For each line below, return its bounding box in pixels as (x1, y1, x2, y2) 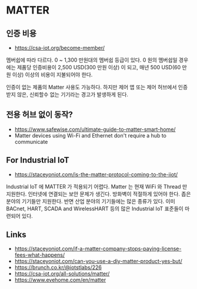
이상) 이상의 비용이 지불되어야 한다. (12, 71, 93, 78)
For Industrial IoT (6, 155, 69, 165)
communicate (14, 138, 48, 145)
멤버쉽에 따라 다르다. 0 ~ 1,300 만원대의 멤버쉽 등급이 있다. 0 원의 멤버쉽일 (6, 56, 178, 63)
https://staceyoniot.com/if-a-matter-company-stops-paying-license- (14, 245, 182, 253)
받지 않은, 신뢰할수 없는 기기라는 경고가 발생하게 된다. (6, 91, 128, 98)
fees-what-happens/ (14, 251, 65, 258)
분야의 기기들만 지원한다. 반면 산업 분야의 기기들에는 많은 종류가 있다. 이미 (6, 197, 175, 204)
